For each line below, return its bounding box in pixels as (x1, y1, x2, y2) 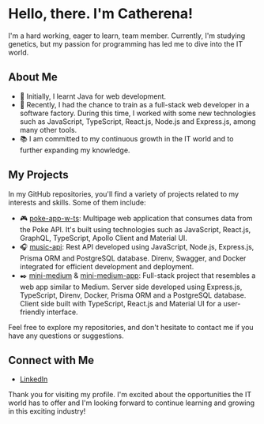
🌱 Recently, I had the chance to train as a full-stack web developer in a (19, 99, 250, 109)
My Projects (8, 168, 69, 182)
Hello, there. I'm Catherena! (8, 5, 194, 23)
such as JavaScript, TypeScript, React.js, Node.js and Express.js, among (19, 116, 256, 126)
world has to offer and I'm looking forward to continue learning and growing (8, 398, 255, 407)
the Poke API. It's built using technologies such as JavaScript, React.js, (19, 224, 251, 234)
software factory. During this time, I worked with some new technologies (19, 108, 256, 118)
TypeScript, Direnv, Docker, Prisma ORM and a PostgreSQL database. (19, 290, 247, 300)
